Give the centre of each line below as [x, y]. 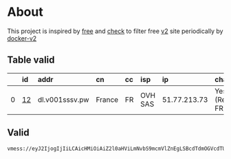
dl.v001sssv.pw [63, 99]
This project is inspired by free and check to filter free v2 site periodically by [115, 31]
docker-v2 [22, 38]
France [107, 99]
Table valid [31, 60]
